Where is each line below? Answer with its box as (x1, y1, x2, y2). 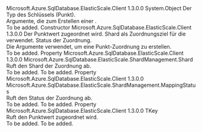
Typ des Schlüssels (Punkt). (6, 11, 76, 18)
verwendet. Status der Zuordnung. (6, 37, 92, 43)
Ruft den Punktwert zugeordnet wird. (6, 113, 98, 121)
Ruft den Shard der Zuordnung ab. (6, 62, 92, 69)
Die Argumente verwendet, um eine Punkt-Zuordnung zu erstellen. (6, 43, 172, 50)
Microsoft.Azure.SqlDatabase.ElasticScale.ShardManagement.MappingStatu (6, 81, 196, 89)
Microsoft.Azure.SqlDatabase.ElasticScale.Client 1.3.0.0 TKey (6, 107, 158, 114)
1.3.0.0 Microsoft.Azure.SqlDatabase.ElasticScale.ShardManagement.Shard (6, 56, 194, 63)
